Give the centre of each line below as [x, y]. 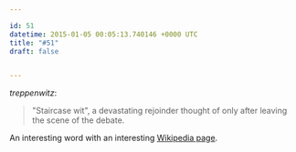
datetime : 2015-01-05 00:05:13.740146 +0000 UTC [104, 34]
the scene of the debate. [78, 120]
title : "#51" [34, 43]
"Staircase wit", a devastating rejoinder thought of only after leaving [159, 111]
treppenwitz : [33, 93]
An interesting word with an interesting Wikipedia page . [114, 138]
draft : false [34, 51]
